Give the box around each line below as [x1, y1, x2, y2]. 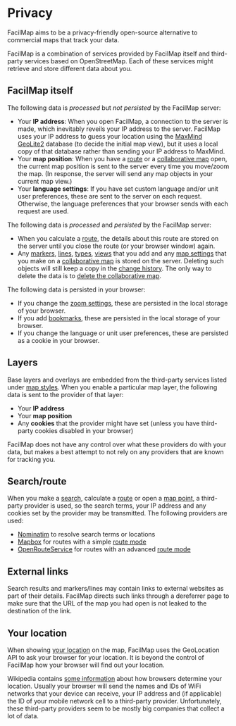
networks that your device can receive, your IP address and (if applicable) [7, 689, 222, 698]
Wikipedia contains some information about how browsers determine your [7, 675, 223, 682]
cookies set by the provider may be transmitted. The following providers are [7, 509, 228, 518]
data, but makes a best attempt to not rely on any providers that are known [7, 447, 224, 456]
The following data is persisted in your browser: [7, 285, 146, 294]
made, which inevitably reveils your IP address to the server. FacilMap [17, 125, 221, 133]
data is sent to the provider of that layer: [7, 390, 124, 399]
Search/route [7, 475, 67, 487]
